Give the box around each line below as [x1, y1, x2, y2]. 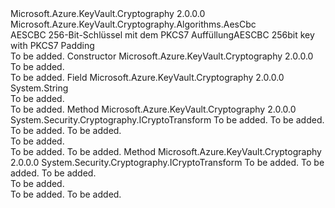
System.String [10, 82, 69, 94]
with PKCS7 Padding [10, 40, 95, 51]
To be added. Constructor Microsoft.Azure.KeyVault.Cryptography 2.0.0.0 [10, 50, 314, 62]
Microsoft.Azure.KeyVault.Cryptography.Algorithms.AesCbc [10, 18, 257, 30]
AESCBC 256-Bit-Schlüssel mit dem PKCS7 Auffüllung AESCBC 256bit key [10, 29, 315, 41]
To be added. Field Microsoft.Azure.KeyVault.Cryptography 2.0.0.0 [10, 72, 285, 83]
